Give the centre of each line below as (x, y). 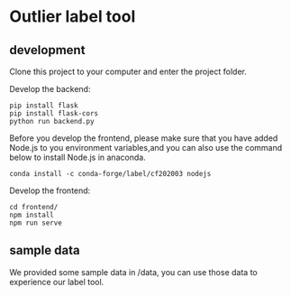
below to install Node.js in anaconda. (77, 157)
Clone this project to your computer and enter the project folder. (128, 71)
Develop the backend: (50, 89)
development (47, 50)
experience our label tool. (57, 282)
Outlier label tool (73, 17)
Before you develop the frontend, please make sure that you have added (144, 138)
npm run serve (36, 223)
